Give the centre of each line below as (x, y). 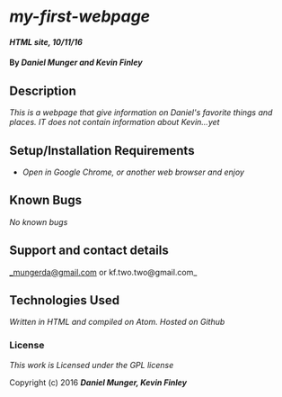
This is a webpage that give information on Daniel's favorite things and (141, 113)
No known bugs (39, 221)
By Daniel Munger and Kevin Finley (76, 63)
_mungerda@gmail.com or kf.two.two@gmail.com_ (103, 272)
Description (43, 90)
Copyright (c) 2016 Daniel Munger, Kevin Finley (98, 382)
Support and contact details (89, 251)
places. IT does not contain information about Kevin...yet (115, 122)
